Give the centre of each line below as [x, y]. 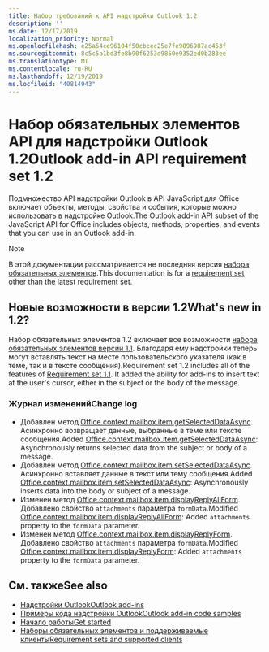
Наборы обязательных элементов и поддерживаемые [114, 631]
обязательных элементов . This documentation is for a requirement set [126, 273]
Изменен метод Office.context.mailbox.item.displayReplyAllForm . [130, 499]
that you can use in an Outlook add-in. [72, 233]
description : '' [36, 24]
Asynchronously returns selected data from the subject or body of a [134, 447]
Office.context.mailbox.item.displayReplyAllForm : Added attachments [135, 516]
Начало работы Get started [66, 622]
